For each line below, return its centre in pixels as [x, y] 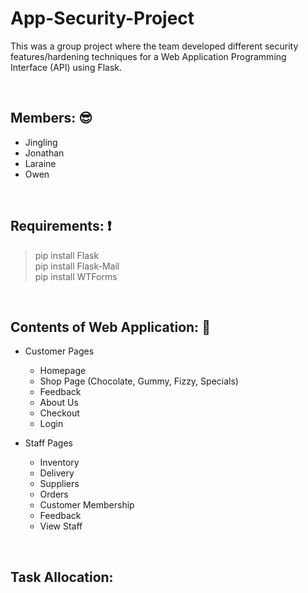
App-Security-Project [102, 18]
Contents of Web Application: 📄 [110, 327]
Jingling [41, 142]
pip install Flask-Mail [77, 266]
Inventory [59, 463]
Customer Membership [87, 505]
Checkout [59, 413]
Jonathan [44, 153]
